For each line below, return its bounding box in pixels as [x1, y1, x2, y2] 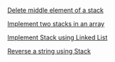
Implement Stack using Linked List [7, 33, 108, 42]
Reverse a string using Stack [7, 47, 91, 55]
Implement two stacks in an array [7, 20, 105, 27]
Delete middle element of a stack [7, 6, 104, 14]
